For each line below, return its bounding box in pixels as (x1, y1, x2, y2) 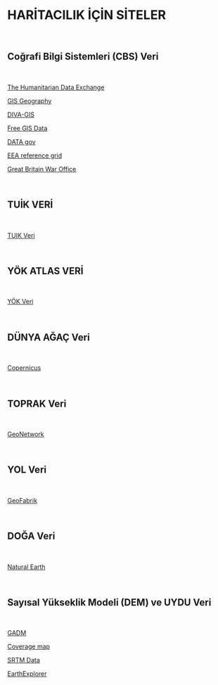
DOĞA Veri (7, 530, 56, 542)
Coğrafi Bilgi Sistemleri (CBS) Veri (7, 51, 159, 63)
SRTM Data (7, 656, 41, 665)
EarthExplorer (7, 670, 47, 678)
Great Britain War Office (7, 165, 77, 173)
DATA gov (7, 137, 37, 146)
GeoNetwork (7, 430, 44, 438)
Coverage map (7, 642, 51, 651)
